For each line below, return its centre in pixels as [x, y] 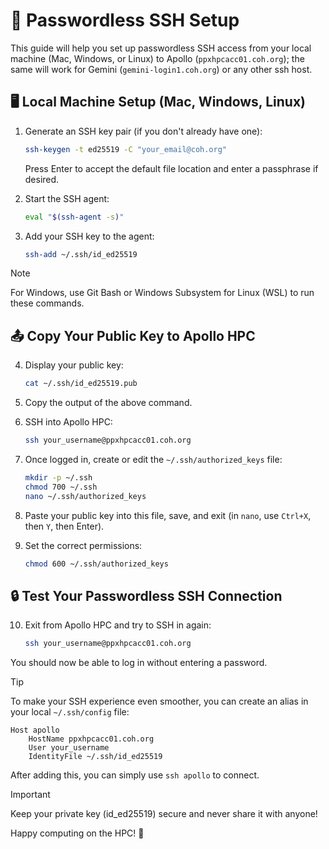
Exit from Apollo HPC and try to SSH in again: [118, 625]
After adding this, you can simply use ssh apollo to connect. [135, 775]
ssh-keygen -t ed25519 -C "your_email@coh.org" [126, 149]
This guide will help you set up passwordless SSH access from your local [161, 48]
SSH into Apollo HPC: [68, 422]
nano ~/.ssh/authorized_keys [85, 496]
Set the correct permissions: [83, 545]
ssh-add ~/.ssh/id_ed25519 [81, 254]
